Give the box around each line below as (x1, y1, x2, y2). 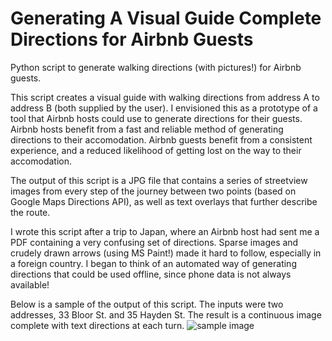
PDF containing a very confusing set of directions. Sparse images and (10, 236, 299, 248)
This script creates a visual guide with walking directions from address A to (10, 91, 320, 103)
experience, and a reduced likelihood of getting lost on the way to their (10, 144, 302, 156)
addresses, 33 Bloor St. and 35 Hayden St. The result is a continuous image (10, 308, 322, 321)
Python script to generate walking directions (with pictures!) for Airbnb (10, 61, 302, 73)
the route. (10, 206, 51, 218)
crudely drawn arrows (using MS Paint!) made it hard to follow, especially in (10, 247, 322, 259)
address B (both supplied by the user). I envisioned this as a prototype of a (10, 102, 318, 114)
